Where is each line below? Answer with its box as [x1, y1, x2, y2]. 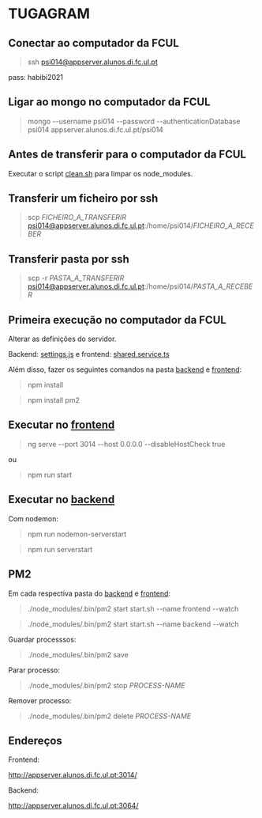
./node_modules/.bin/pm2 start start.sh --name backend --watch [27, 619, 239, 629]
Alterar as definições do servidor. [8, 334, 117, 344]
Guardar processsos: [8, 634, 77, 644]
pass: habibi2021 [8, 73, 63, 81]
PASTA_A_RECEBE [193, 282, 253, 291]
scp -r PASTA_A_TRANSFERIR [27, 274, 125, 283]
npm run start [27, 470, 73, 479]
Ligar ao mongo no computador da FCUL [8, 96, 211, 109]
